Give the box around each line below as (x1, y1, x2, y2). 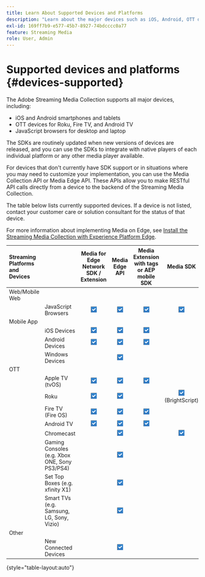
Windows (45, 351, 68, 358)
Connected (45, 544, 73, 551)
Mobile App (9, 318, 38, 325)
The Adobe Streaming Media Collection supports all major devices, (6, 96, 175, 103)
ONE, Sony (45, 458, 72, 465)
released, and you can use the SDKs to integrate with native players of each (6, 145, 197, 153)
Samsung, (45, 507, 70, 515)
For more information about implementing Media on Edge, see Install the (6, 227, 188, 234)
